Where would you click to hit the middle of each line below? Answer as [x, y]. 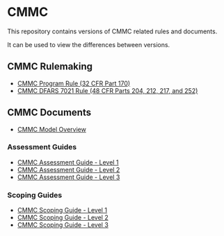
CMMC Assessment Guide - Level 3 [69, 177]
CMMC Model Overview [52, 129]
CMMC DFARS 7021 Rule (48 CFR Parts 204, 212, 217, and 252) [107, 90]
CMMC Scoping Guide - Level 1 [62, 210]
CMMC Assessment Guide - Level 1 [68, 162]
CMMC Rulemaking [50, 67]
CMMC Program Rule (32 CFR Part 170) [74, 83]
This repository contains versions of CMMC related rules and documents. [112, 31]
